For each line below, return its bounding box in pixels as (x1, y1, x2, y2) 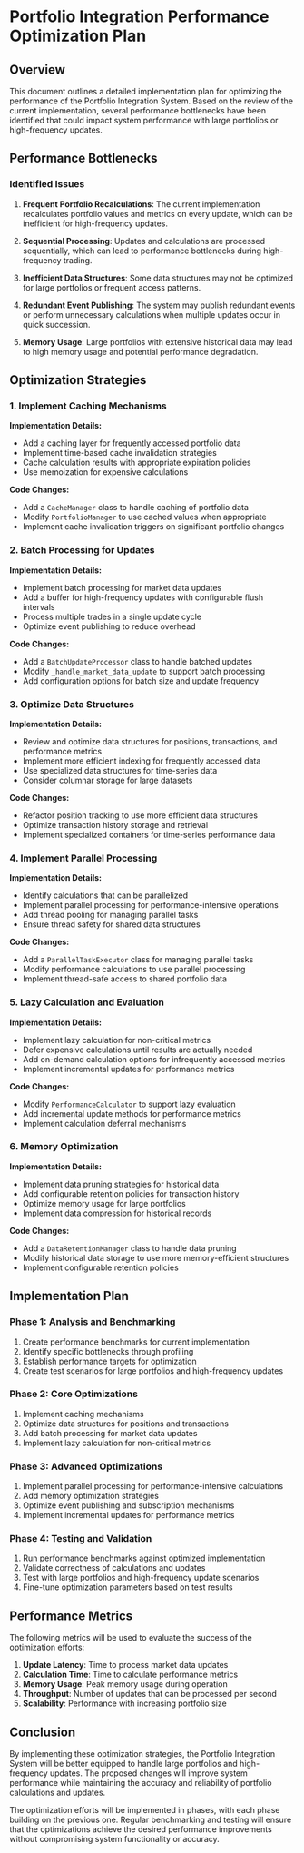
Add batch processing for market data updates (22, 1427, 198, 1438)
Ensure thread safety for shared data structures (22, 919, 201, 930)
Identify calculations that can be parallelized (22, 890, 189, 901)
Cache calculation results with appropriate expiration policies (22, 457, 251, 468)
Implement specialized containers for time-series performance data (22, 829, 276, 840)
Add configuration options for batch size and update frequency (22, 675, 260, 686)
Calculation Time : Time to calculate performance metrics (22, 1669, 239, 1681)
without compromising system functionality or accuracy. (9, 1834, 220, 1845)
